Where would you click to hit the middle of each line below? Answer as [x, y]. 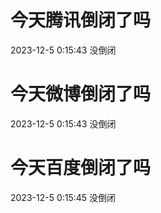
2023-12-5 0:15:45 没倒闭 [63, 197]
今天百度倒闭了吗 [81, 168]
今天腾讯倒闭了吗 [81, 20]
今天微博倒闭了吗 [81, 94]
